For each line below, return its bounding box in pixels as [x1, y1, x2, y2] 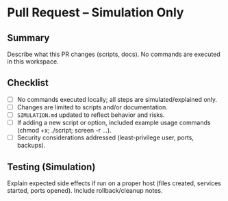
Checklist [7, 77, 49, 89]
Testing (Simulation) [7, 161, 96, 172]
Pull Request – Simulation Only [7, 5, 184, 21]
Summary [7, 32, 50, 44]
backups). [16, 142, 46, 150]
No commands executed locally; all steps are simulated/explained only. [16, 95, 218, 103]
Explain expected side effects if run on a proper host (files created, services [7, 179, 221, 187]
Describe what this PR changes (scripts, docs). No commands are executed [7, 50, 220, 58]
